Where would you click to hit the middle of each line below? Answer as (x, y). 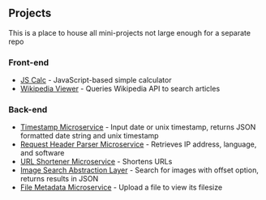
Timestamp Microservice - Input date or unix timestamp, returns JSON (138, 127)
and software (42, 153)
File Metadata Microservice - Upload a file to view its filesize (121, 187)
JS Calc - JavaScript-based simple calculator (96, 80)
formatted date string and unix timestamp (90, 136)
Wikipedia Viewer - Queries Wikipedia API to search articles (120, 89)
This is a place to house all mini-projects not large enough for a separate (130, 32)
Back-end (28, 110)
